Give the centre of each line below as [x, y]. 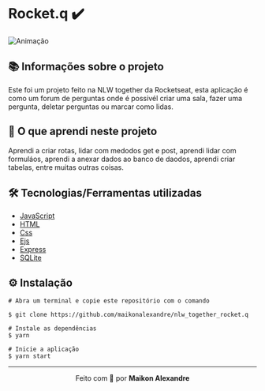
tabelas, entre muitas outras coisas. [66, 167]
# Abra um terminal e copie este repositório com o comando [109, 301]
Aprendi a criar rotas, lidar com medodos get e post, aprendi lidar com [122, 150]
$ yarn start [30, 356]
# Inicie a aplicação [44, 350]
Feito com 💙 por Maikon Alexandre [132, 378]
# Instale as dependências [52, 329]
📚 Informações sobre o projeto [86, 67]
